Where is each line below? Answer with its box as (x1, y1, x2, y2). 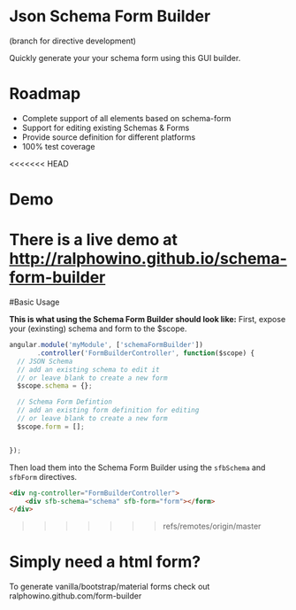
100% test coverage (21, 141, 95, 151)
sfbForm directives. (9, 471, 78, 482)
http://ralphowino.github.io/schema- (9, 249, 287, 269)
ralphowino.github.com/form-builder (9, 591, 142, 601)
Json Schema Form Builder (9, 6, 211, 27)
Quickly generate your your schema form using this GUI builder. (9, 52, 241, 63)
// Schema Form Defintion (17, 398, 113, 406)
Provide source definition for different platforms (21, 131, 196, 143)
